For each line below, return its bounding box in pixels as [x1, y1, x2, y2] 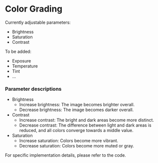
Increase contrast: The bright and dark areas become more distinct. [19, 117, 154, 123]
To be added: [5, 49, 31, 54]
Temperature [12, 63, 38, 69]
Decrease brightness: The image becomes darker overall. [19, 107, 134, 113]
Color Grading [5, 3, 63, 15]
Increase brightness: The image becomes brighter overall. [19, 102, 135, 108]
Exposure [12, 58, 31, 64]
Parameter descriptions [5, 85, 62, 92]
